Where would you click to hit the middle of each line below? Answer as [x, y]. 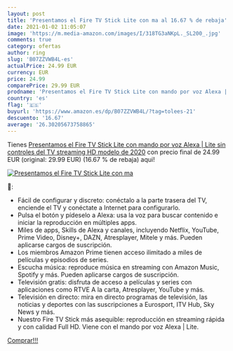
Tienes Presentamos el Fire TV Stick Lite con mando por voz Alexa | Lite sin [116, 144]
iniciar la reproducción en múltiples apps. [77, 222]
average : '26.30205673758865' [52, 124]
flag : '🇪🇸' [25, 105]
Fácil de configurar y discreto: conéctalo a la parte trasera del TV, [112, 200]
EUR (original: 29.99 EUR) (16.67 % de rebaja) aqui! [81, 159]
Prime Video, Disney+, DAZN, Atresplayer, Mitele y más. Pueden [110, 237]
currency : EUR [28, 72]
